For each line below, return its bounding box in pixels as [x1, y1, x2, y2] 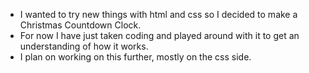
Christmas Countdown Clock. [19, 19, 142, 31]
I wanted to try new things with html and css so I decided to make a [19, 9, 298, 20]
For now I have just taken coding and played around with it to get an [19, 30, 300, 41]
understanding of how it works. [19, 40, 149, 52]
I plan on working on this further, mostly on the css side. [19, 51, 252, 63]
